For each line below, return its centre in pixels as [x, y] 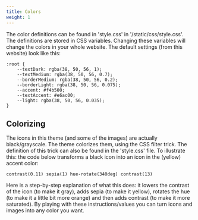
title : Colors [24, 12]
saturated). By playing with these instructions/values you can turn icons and [99, 204]
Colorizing [26, 123]
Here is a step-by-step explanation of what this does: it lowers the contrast [98, 186]
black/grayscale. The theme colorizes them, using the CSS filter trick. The [97, 144]
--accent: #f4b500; [41, 90]
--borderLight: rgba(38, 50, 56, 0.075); [69, 85]
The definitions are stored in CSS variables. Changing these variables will [96, 40]
